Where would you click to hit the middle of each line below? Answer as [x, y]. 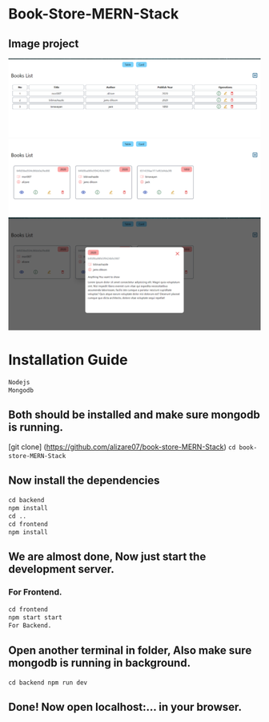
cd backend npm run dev [48, 683]
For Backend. [30, 626]
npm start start [35, 618]
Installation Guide [68, 360]
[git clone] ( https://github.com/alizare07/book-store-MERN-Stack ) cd [122, 447]
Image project [44, 44]
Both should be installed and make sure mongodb [134, 415]
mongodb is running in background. [99, 663]
